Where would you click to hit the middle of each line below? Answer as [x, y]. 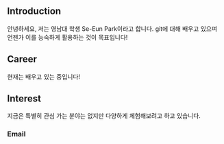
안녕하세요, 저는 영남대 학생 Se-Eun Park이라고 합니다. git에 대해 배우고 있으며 [112, 28]
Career [22, 59]
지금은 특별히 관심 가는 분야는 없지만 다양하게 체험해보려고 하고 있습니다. [104, 116]
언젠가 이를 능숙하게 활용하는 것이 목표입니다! [67, 37]
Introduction [34, 11]
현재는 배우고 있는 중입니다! [44, 76]
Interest [24, 99]
